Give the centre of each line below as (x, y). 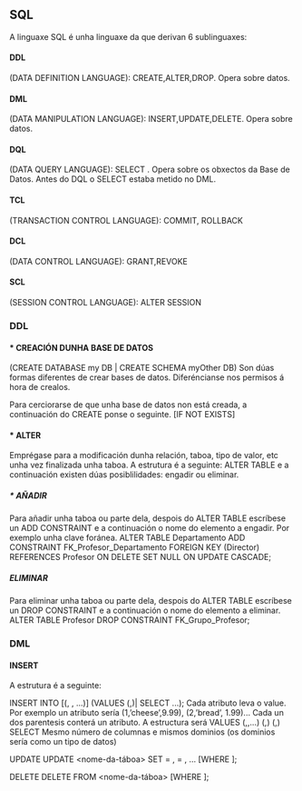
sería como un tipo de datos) (63, 742)
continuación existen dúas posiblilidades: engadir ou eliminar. (124, 475)
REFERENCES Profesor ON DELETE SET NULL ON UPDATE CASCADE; (141, 557)
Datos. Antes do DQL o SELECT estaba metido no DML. (113, 179)
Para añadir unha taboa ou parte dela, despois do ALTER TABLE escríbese (148, 518)
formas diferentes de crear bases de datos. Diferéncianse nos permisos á (146, 377)
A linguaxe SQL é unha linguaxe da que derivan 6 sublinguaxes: (128, 36)
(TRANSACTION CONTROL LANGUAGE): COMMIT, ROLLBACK (126, 220)
